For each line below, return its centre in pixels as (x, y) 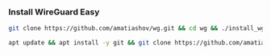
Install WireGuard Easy (54, 12)
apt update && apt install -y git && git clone (90, 43)
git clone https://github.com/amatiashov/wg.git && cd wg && (113, 29)
